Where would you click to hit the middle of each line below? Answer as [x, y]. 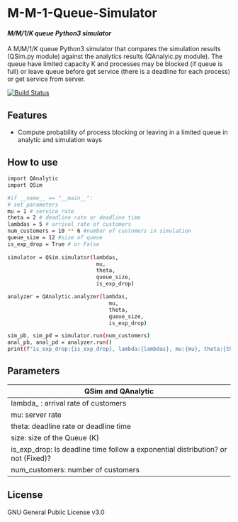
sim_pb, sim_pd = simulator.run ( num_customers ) [79, 336]
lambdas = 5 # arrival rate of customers [69, 224]
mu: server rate [36, 415]
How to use [33, 162]
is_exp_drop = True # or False [53, 244]
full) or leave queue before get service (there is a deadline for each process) [119, 72]
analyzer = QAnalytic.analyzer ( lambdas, [68, 297]
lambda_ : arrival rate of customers [69, 403]
